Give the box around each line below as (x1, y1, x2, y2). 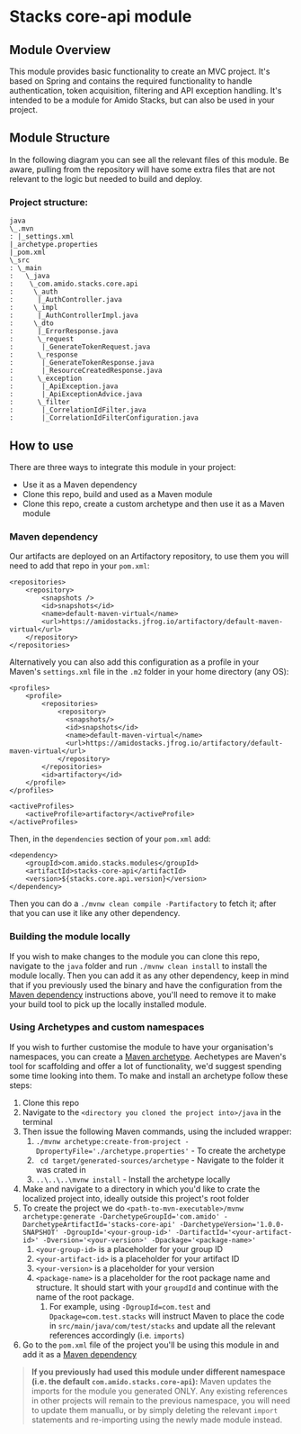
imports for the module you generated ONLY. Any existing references (31, 1385, 288, 1396)
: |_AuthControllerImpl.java (9, 311, 139, 321)
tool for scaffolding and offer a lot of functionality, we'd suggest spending (9, 1060, 282, 1071)
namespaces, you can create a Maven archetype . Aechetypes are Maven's (9, 1051, 287, 1062)
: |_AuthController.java (9, 295, 123, 304)
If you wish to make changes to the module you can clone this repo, (9, 950, 261, 961)
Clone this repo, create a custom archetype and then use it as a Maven (22, 498, 285, 509)
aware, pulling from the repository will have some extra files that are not (9, 164, 276, 175)
